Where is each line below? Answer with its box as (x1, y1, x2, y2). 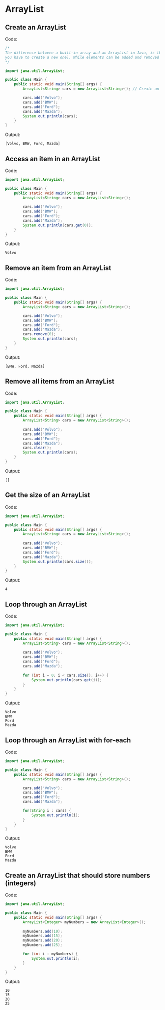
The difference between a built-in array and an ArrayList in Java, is (5, 50, 155, 55)
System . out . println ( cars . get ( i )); (31, 677, 102, 682)
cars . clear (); (23, 445, 52, 451)
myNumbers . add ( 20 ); (23, 938, 63, 943)
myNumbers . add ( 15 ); (23, 933, 63, 939)
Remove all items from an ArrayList (5, 377, 114, 385)
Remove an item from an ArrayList (5, 264, 111, 272)
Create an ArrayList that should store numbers (5, 871, 151, 879)
